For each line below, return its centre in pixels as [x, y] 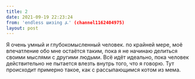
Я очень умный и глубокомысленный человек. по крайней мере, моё [95, 45]
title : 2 [17, 11]
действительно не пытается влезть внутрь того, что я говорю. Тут [90, 64]
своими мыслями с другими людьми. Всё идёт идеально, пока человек [97, 57]
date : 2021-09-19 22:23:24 [40, 17]
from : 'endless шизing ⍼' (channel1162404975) [65, 22]
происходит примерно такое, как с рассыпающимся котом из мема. [94, 70]
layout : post [22, 28]
